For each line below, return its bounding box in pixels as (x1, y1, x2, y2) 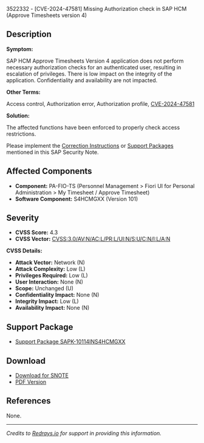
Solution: (6, 112, 30, 119)
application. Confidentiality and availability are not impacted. (6, 76, 158, 84)
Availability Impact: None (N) (15, 304, 90, 312)
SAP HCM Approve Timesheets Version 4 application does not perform (6, 57, 184, 65)
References (6, 396, 51, 406)
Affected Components (6, 166, 92, 176)
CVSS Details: (6, 247, 42, 254)
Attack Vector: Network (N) (15, 259, 85, 267)
